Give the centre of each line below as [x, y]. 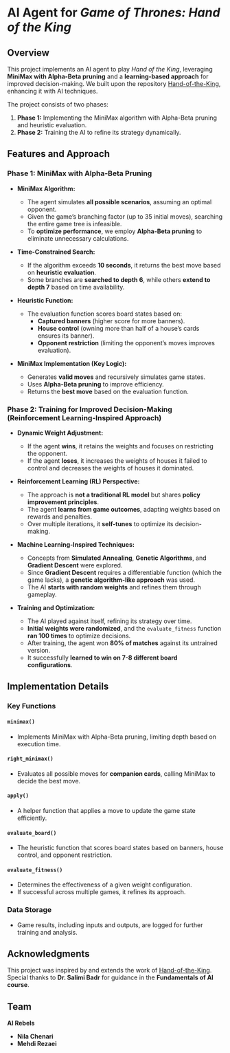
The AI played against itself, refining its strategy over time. [110, 621]
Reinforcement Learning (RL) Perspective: [78, 481]
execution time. [39, 743]
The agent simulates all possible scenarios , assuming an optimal [119, 202]
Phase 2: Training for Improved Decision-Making [90, 409]
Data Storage [30, 910]
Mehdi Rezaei [37, 1044]
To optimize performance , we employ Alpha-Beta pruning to [115, 231]
